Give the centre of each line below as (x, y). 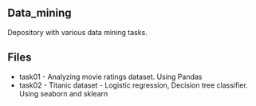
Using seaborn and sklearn (63, 93)
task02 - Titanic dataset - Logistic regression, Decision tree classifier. (133, 85)
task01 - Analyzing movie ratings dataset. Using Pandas (110, 77)
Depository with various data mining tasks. (78, 32)
